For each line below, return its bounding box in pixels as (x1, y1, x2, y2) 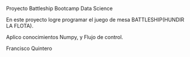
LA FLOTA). (6, 23, 34, 29)
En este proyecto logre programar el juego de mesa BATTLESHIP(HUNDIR (6, 16, 185, 23)
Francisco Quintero (6, 45, 53, 52)
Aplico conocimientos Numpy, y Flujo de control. (6, 34, 123, 40)
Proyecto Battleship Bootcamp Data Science (6, 5, 113, 12)
